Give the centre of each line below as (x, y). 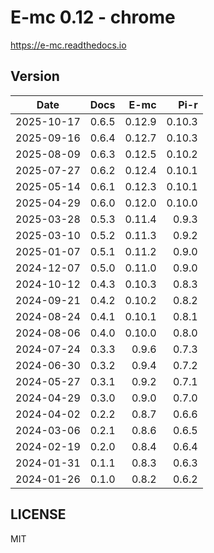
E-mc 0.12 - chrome (93, 17)
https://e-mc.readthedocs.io (68, 45)
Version (35, 76)
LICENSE (38, 514)
